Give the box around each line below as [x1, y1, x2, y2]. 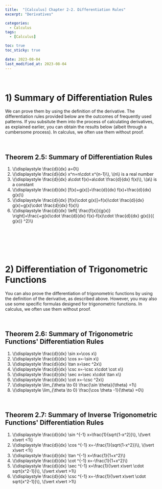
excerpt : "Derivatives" [5, 12, 54, 17]
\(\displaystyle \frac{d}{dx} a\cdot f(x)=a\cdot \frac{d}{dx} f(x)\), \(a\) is [12, 176, 157, 182]
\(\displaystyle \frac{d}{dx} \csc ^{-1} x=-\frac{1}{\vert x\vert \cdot [12, 473, 146, 479]
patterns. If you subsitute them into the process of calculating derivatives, [5, 119, 154, 125]
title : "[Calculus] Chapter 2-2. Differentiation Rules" [5, 7, 126, 12]
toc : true [5, 43, 25, 48]
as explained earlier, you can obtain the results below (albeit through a [5, 124, 147, 130]
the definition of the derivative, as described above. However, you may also [5, 296, 158, 302]
